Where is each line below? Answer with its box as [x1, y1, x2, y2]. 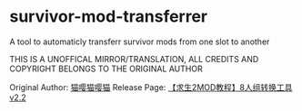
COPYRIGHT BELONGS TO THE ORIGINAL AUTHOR [9, 63, 203, 74]
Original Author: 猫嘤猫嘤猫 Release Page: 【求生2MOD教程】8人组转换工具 [9, 81, 293, 92]
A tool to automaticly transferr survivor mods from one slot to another [9, 36, 270, 47]
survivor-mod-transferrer [9, 6, 208, 27]
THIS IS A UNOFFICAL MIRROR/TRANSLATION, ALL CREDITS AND [9, 53, 259, 64]
